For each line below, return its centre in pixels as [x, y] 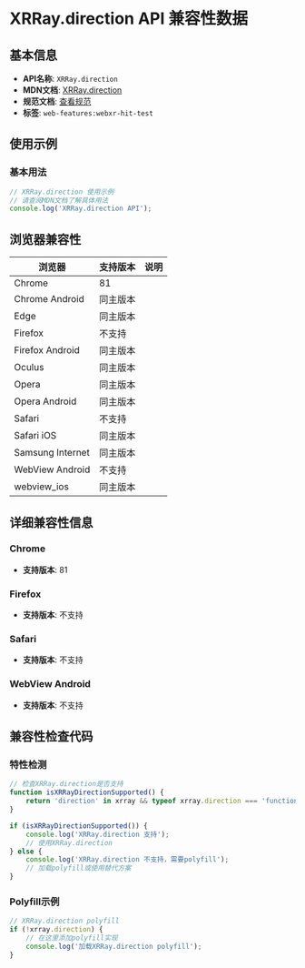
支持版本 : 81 [45, 570]
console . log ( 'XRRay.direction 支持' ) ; [98, 834]
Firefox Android [47, 350]
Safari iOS [35, 436]
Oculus [29, 368]
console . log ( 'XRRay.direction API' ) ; [81, 209]
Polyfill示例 [34, 902]
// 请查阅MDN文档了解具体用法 [59, 200]
